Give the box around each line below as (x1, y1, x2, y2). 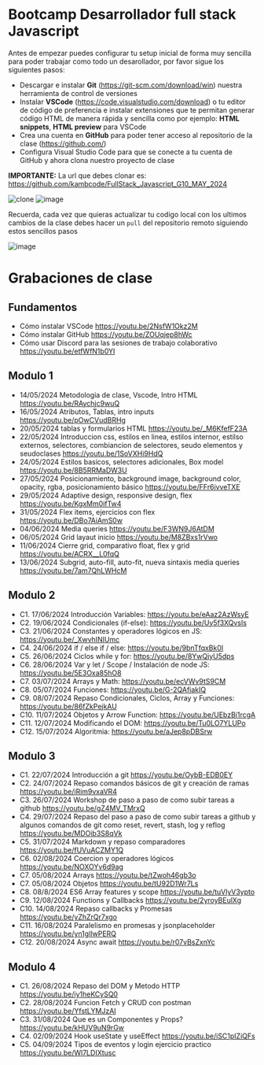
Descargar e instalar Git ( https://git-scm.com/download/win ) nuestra (19, 80, 243, 90)
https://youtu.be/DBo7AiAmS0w (19, 516, 123, 525)
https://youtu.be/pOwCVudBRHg (19, 415, 126, 424)
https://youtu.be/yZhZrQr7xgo (19, 912, 118, 922)
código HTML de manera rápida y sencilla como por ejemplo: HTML (19, 113, 240, 123)
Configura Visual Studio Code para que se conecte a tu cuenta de (19, 147, 233, 157)
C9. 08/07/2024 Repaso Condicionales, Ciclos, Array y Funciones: (19, 693, 235, 702)
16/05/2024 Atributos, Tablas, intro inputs (19, 407, 155, 416)
